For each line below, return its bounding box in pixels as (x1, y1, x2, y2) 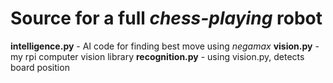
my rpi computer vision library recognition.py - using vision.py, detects (10, 50, 305, 62)
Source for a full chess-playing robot (10, 7, 323, 30)
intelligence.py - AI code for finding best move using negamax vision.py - (10, 40, 320, 52)
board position (10, 61, 70, 73)
